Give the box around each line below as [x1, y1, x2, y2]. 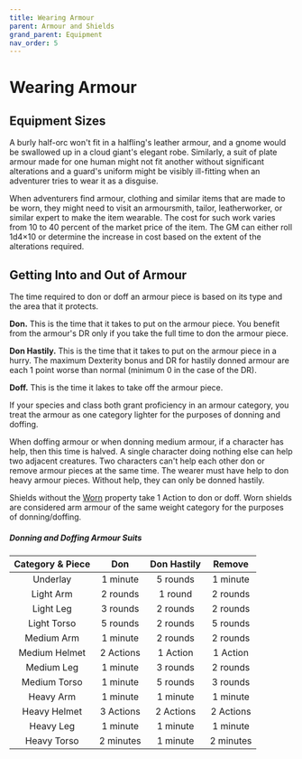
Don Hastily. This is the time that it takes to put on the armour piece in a [9, 345, 277, 357]
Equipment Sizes [9, 113, 106, 128]
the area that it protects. [9, 301, 99, 312]
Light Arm [31, 588, 74, 601]
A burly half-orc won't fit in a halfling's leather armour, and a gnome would [9, 137, 287, 148]
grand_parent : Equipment [9, 30, 103, 39]
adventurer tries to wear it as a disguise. [9, 175, 160, 186]
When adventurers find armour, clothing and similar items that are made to [9, 193, 286, 204]
